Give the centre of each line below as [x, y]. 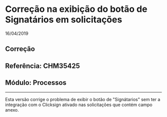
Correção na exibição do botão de [76, 9]
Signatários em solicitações [64, 20]
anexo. [12, 110]
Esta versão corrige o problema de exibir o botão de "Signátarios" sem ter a [83, 99]
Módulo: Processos [36, 83]
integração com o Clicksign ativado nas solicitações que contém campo [79, 105]
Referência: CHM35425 [43, 66]
